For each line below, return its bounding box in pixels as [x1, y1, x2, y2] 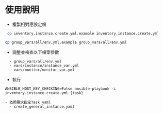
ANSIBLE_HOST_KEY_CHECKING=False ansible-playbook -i [5, 86, 116, 91]
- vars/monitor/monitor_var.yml [9, 67, 75, 72]
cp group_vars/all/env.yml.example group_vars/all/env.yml [5, 40, 127, 45]
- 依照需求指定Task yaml [5, 100, 51, 105]
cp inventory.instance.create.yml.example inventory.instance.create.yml [7, 31, 160, 36]
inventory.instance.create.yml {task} [5, 90, 83, 95]
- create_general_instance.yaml [9, 104, 75, 109]
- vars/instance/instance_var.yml [9, 63, 79, 68]
